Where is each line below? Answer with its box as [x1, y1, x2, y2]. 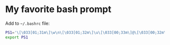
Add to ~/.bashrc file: [5, 20, 50, 26]
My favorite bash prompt [5, 4, 112, 15]
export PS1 [5, 34, 28, 40]
